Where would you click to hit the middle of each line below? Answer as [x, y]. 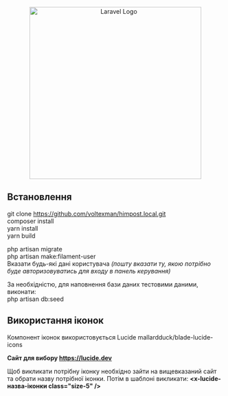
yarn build [21, 236]
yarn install [23, 228]
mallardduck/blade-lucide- [175, 337]
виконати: [22, 291]
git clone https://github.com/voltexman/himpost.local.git [87, 213]
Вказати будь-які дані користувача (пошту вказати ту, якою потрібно [109, 263]
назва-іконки [27, 386]
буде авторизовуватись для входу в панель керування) [89, 271]
